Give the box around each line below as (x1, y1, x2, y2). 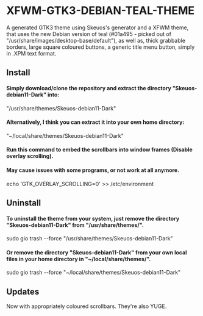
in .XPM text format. (6, 49, 57, 57)
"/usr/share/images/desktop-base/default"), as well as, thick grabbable (6, 37, 186, 44)
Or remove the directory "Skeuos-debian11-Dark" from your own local (6, 248, 187, 256)
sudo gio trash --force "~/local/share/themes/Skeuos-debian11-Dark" (6, 269, 181, 276)
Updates (6, 286, 40, 296)
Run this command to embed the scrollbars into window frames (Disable (6, 146, 193, 153)
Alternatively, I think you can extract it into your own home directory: (6, 118, 185, 126)
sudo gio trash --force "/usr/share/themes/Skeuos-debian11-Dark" (6, 235, 173, 242)
